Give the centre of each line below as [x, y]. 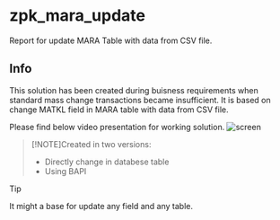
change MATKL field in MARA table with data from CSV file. [119, 110]
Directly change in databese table [107, 162]
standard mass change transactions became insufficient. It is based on [140, 100]
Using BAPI [66, 171]
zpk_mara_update [78, 16]
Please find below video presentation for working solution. [117, 127]
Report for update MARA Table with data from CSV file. [111, 40]
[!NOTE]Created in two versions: [91, 144]
